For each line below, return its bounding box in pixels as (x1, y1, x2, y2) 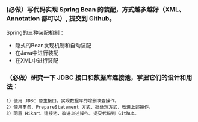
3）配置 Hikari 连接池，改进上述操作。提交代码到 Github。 (6, 110, 140, 117)
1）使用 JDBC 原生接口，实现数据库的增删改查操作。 (6, 97, 119, 103)
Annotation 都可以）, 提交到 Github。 (6, 14, 116, 22)
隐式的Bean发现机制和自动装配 (14, 42, 91, 49)
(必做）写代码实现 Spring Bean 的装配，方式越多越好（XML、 (6, 5, 185, 13)
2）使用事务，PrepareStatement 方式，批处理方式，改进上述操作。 (6, 104, 153, 110)
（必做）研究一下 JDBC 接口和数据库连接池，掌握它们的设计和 (6, 73, 187, 82)
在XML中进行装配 (14, 57, 58, 64)
